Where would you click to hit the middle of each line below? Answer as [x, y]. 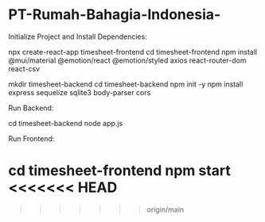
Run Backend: [31, 108]
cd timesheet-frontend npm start [119, 171]
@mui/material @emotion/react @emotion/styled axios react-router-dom [127, 60]
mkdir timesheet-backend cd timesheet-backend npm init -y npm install [126, 84]
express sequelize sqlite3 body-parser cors [80, 92]
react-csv [24, 68]
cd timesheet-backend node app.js [66, 123]
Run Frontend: [31, 138]
